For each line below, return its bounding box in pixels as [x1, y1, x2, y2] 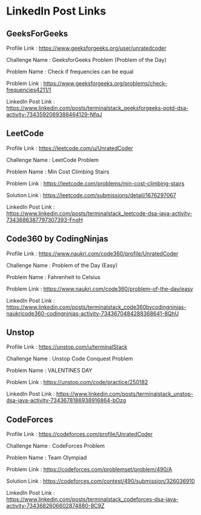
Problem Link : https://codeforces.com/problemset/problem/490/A [6, 466, 173, 473]
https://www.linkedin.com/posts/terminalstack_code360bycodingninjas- [6, 303, 186, 311]
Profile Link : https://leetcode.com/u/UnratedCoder [6, 144, 133, 152]
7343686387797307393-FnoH [6, 216, 83, 223]
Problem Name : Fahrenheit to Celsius [6, 273, 101, 280]
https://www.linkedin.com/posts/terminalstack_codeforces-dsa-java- [6, 496, 179, 503]
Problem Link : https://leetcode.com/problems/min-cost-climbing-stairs [6, 180, 185, 187]
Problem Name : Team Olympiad [6, 454, 87, 462]
